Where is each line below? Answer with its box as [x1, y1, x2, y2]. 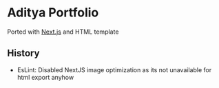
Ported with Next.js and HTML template [7, 27, 119, 36]
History [7, 47, 40, 59]
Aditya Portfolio [7, 5, 99, 21]
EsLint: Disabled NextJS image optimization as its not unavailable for [17, 65, 212, 74]
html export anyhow [17, 73, 74, 81]
